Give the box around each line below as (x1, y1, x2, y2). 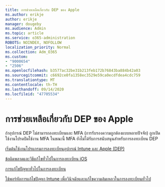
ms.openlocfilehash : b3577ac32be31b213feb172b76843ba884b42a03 (5, 68, 141, 73)
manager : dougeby (5, 21, 42, 27)
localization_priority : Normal (5, 45, 71, 50)
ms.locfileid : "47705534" (5, 91, 59, 97)
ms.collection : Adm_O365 (5, 49, 57, 54)
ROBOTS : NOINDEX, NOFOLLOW (5, 40, 62, 45)
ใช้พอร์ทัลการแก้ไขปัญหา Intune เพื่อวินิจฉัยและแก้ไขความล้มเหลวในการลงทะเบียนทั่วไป (5, 176, 151, 182)
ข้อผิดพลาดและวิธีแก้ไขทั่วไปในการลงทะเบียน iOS (5, 156, 88, 162)
